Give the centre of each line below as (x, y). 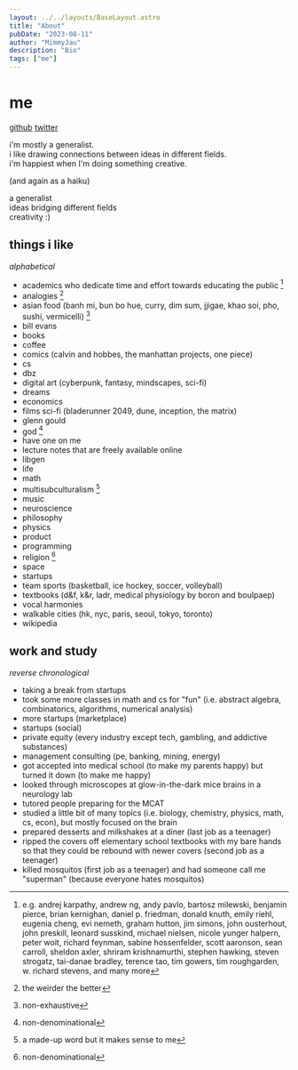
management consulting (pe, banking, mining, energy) (121, 756)
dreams (36, 391)
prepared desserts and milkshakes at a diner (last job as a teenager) (146, 832)
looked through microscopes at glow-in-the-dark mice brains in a (141, 784)
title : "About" (37, 26)
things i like (41, 245)
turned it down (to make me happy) (86, 775)
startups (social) (52, 728)
